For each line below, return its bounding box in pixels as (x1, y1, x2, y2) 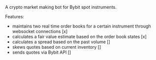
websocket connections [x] (12, 29, 68, 34)
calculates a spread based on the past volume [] (12, 39, 111, 45)
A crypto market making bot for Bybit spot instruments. (5, 4, 117, 10)
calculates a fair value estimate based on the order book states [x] (12, 34, 147, 39)
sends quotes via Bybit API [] (12, 49, 71, 55)
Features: (5, 14, 25, 19)
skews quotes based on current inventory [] (12, 44, 101, 50)
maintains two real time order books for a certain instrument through (12, 23, 151, 29)
